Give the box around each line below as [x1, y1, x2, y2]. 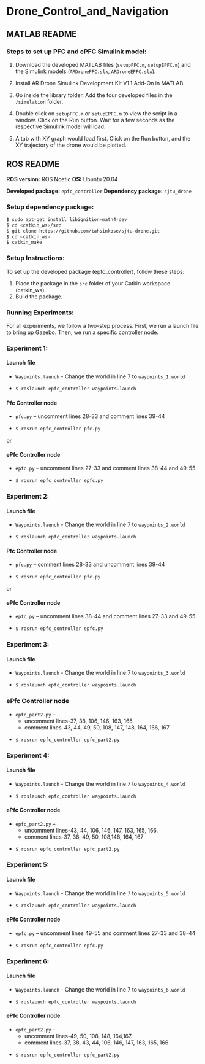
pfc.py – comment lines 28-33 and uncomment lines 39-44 [15, 561, 165, 569]
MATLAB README [6, 29, 77, 39]
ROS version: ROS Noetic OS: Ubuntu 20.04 [6, 175, 118, 182]
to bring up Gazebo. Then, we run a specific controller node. [6, 328, 159, 336]
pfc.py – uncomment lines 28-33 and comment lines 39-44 [15, 413, 165, 420]
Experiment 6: [6, 957, 50, 965]
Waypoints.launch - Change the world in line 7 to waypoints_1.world [15, 373, 185, 380]
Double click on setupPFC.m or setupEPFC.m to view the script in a [15, 109, 177, 117]
